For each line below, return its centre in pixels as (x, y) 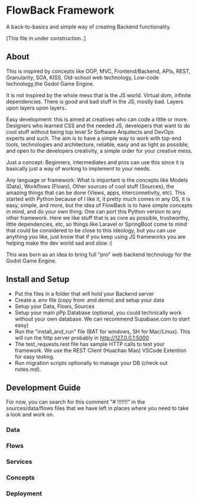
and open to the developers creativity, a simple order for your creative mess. (99, 150)
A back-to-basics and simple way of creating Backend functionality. (89, 27)
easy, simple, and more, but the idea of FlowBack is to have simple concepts (99, 205)
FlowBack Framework (60, 10)
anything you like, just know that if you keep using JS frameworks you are (96, 236)
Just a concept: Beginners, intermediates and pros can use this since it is (95, 162)
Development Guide (43, 388)
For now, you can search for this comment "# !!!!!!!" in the (76, 402)
